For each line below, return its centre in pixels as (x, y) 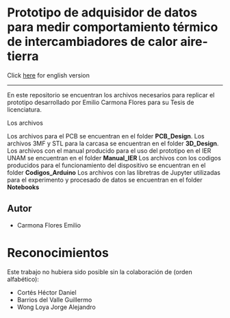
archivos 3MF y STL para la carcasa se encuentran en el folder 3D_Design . (113, 143)
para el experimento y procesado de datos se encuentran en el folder (105, 180)
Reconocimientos (58, 253)
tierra (23, 57)
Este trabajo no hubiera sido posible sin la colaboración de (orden (100, 271)
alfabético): (23, 279)
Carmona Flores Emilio (49, 225)
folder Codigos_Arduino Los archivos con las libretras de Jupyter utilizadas (114, 172)
